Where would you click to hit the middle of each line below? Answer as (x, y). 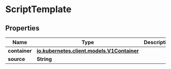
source (17, 59)
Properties (22, 28)
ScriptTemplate (38, 9)
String (44, 59)
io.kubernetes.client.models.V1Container (88, 51)
